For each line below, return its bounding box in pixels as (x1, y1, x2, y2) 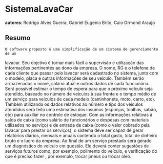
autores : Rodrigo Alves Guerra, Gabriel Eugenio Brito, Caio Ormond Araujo (5, 20, 155, 25)
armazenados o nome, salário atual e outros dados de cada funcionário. (5, 80, 150, 86)
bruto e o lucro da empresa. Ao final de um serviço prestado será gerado (5, 138, 152, 143)
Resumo (5, 34, 31, 42)
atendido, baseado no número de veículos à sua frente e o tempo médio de (5, 91, 156, 96)
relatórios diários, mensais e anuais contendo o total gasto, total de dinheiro (5, 132, 158, 138)
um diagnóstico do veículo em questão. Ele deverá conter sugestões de (5, 143, 149, 149)
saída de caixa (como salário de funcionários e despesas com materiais (5, 117, 149, 123)
